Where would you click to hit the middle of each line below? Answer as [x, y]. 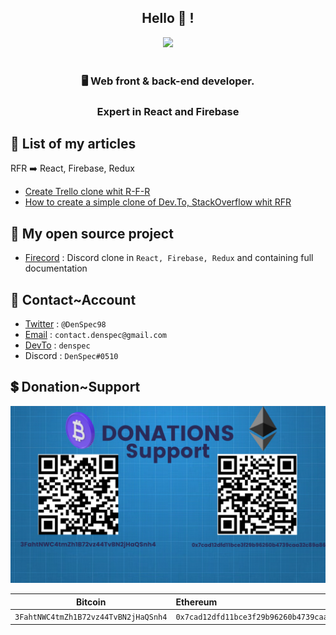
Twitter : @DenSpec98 [65, 324]
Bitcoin [91, 602]
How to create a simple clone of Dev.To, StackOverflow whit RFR [158, 202]
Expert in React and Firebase [168, 111]
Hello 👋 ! [168, 18]
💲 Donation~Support [75, 387]
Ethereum [196, 602]
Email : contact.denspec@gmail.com [96, 335]
